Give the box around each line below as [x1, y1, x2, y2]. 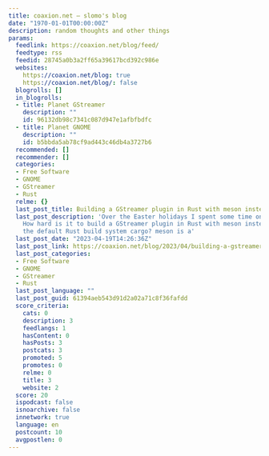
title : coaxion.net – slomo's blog [8, 11, 127, 20]
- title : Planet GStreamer [15, 101, 106, 109]
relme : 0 [22, 369, 52, 377]
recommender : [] [15, 153, 70, 161]
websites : [15, 64, 48, 72]
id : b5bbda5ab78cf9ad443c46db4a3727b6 [22, 138, 152, 146]
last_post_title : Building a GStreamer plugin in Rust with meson [15, 205, 242, 213]
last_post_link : [15, 242, 70, 250]
